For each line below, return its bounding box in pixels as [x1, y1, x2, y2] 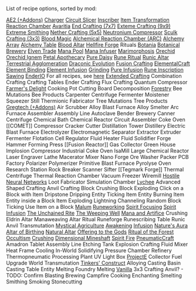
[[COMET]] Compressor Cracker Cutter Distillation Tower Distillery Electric [6, 123, 186, 129]
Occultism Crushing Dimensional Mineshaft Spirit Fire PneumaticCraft [6, 235, 174, 241]
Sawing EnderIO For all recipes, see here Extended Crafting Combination [6, 73, 182, 79]
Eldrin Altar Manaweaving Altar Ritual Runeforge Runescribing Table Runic [6, 216, 185, 222]
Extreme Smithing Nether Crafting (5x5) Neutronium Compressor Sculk [6, 29, 178, 36]
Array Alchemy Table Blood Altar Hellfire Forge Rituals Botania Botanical [6, 41, 180, 48]
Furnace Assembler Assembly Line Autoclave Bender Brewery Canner [6, 110, 175, 117]
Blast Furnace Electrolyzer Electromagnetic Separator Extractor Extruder [6, 128, 181, 136]
